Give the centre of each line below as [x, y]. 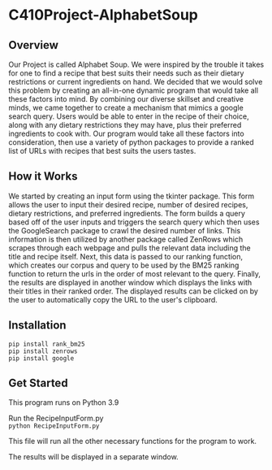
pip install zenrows [43, 351]
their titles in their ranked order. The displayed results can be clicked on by [133, 291]
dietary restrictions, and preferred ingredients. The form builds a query [127, 213]
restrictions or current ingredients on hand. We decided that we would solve [136, 82]
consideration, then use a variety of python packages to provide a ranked [131, 142]
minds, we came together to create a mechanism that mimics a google [126, 108]
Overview [34, 45]
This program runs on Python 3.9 [64, 403]
